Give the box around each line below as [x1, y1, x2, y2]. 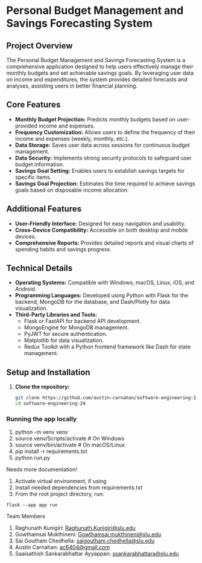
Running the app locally [6, 414, 77, 423]
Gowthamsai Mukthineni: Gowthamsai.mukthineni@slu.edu [14, 531, 162, 538]
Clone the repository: [14, 383, 70, 390]
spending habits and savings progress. [14, 245, 112, 253]
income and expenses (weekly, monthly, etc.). [14, 135, 130, 142]
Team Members [6, 513, 45, 520]
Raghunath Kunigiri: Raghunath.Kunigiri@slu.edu [14, 524, 136, 532]
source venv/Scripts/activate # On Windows [14, 435, 125, 442]
